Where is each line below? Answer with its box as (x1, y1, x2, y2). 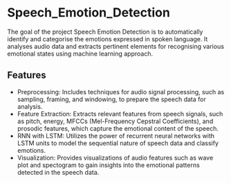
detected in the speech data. (17, 168, 100, 176)
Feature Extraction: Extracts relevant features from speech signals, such (17, 109, 223, 118)
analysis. (17, 102, 43, 111)
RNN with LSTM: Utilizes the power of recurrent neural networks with (17, 131, 215, 140)
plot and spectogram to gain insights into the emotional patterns (17, 160, 201, 169)
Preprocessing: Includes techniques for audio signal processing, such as (17, 87, 225, 96)
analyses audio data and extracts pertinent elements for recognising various (7, 42, 225, 50)
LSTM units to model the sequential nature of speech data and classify (17, 139, 219, 147)
